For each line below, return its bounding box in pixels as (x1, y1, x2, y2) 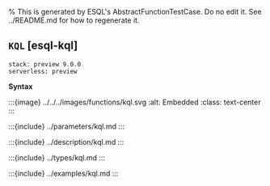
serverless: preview (8, 67, 78, 75)
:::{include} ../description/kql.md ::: (8, 137, 124, 146)
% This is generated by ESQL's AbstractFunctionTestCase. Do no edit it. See (8, 7, 262, 16)
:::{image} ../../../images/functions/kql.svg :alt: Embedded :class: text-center (8, 97, 261, 107)
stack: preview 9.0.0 (8, 60, 82, 68)
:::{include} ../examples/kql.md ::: (8, 168, 119, 178)
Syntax (8, 81, 33, 91)
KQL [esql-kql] (8, 39, 78, 53)
